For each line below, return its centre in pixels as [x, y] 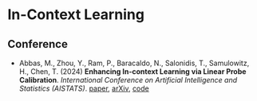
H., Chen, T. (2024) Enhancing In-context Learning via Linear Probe [132, 72]
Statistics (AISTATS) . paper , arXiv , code [84, 88]
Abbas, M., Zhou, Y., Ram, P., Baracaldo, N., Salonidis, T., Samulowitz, [134, 63]
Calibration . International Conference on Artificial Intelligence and [128, 80]
